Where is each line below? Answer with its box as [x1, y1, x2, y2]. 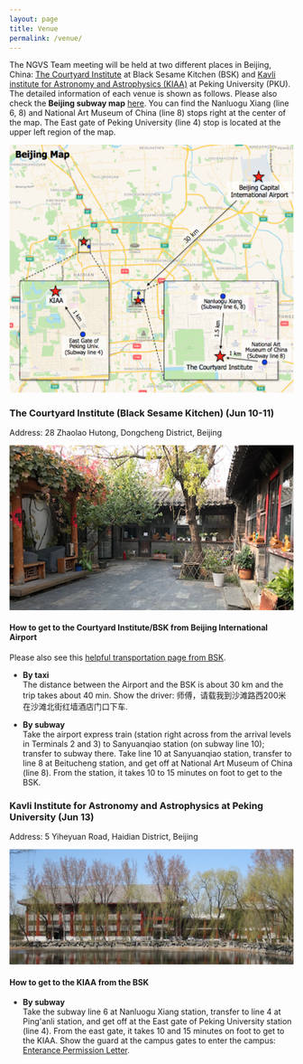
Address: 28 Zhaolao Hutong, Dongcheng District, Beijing [9, 428, 223, 438]
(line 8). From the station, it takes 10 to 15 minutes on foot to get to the [22, 767, 282, 777]
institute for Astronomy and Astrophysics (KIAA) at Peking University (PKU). [9, 79, 291, 89]
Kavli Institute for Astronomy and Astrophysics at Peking [9, 799, 264, 812]
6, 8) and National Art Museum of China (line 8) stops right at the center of [9, 108, 287, 118]
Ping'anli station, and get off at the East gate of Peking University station [22, 1016, 292, 1027]
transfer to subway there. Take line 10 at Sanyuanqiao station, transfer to [22, 748, 292, 758]
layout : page [9, 14, 59, 24]
